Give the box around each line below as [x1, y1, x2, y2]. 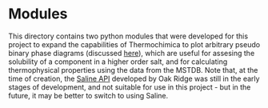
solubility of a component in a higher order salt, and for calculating [8, 57, 228, 66]
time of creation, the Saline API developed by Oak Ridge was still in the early [8, 74, 260, 83]
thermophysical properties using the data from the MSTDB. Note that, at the [8, 65, 258, 74]
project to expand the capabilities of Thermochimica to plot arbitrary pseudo [8, 39, 261, 49]
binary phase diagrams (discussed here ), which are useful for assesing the [8, 48, 255, 58]
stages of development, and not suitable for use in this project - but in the [8, 82, 251, 92]
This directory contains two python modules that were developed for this [8, 31, 249, 41]
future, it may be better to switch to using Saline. [8, 90, 169, 100]
